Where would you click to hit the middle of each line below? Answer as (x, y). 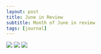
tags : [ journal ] (26, 28)
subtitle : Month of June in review (51, 23)
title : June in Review (35, 17)
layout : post (23, 12)
